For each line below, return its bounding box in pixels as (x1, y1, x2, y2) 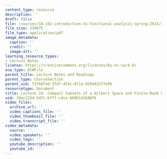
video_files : (5, 100, 32, 105)
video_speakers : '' (9, 133, 50, 138)
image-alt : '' (9, 49, 39, 54)
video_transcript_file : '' (9, 118, 66, 124)
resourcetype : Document (5, 86, 55, 91)
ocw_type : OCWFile (5, 68, 43, 73)
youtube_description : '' (9, 142, 61, 147)
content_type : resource (5, 7, 55, 12)
